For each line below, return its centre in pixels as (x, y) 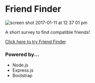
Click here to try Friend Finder (36, 41)
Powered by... (22, 54)
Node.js (20, 65)
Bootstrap (22, 76)
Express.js (23, 70)
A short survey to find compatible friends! (47, 32)
